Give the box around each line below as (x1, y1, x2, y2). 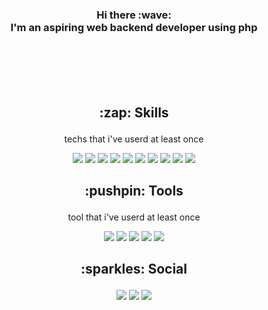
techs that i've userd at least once (64, 133, 204, 145)
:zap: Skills (99, 104, 169, 121)
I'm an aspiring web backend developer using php (10, 20, 258, 34)
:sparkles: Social (80, 261, 188, 278)
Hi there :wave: (96, 8, 172, 22)
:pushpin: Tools (84, 183, 184, 200)
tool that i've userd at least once (67, 211, 201, 223)
